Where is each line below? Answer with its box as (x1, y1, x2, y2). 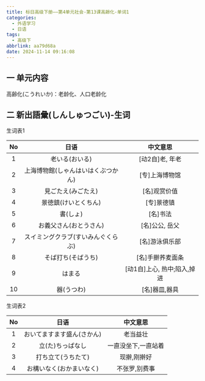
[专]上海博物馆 (139, 171, 181, 180)
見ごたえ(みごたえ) (44, 187, 99, 195)
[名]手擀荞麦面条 (136, 253, 184, 262)
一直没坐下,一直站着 (107, 341, 165, 350)
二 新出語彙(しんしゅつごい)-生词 (6, 109, 131, 120)
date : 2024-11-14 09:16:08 (6, 49, 75, 55)
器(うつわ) (56, 285, 87, 294)
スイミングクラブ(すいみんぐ (24, 233, 107, 241)
